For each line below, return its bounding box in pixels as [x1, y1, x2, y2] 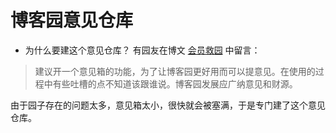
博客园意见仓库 [10, 9, 134, 32]
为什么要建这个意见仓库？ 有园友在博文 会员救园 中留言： [24, 44, 261, 56]
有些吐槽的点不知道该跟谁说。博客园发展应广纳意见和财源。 [52, 77, 298, 90]
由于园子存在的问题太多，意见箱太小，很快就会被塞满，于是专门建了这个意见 [10, 99, 326, 111]
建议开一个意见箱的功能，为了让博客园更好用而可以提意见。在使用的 [34, 65, 316, 77]
